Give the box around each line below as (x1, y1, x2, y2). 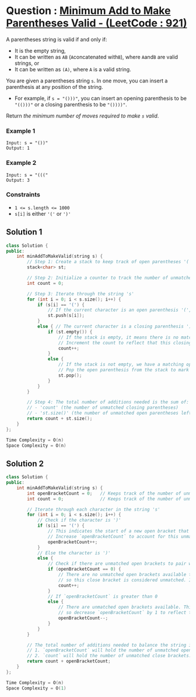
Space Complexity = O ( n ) (6, 443, 66, 448)
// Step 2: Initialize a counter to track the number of (27, 275, 168, 281)
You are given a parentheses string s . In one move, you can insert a (6, 77, 168, 84)
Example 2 (6, 159, 37, 167)
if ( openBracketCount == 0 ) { (47, 566, 121, 572)
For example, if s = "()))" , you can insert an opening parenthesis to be (14, 95, 187, 102)
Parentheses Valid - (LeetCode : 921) (6, 16, 187, 30)
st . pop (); (58, 372, 82, 378)
